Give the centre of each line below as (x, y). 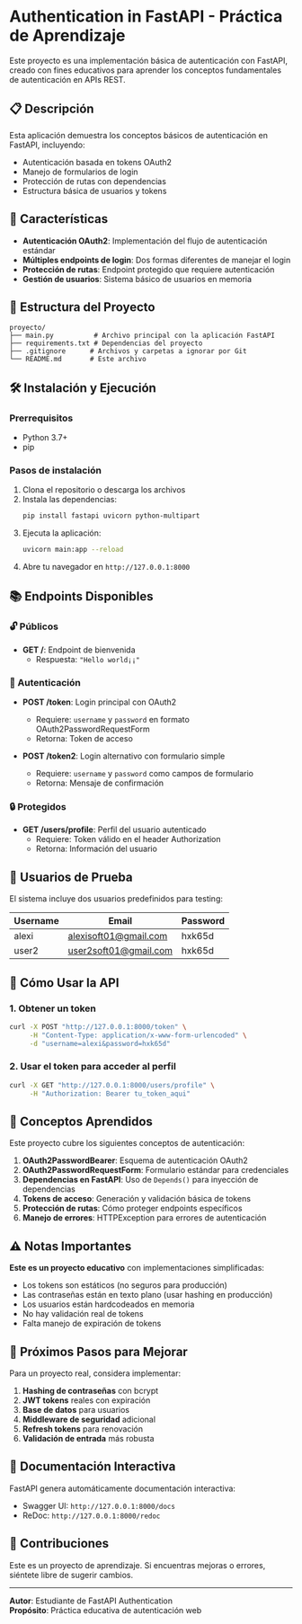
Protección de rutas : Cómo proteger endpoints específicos (132, 1208)
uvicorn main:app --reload (73, 550)
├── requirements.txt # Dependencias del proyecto (106, 343)
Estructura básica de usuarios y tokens (94, 191)
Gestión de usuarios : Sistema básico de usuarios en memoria (137, 279)
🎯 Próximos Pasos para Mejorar (99, 1351)
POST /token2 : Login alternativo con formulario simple (124, 756)
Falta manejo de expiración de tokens (92, 1324)
